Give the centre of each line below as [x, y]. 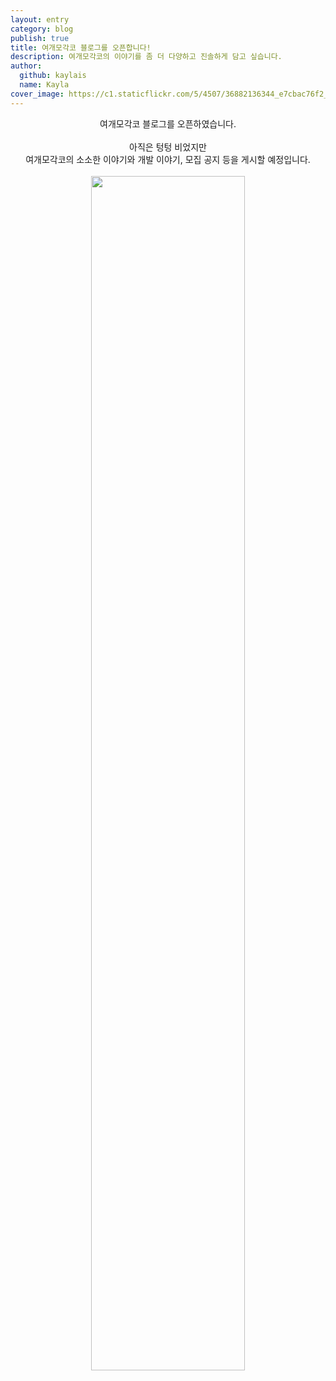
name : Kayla [44, 85]
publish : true [40, 38]
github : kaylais [53, 76]
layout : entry [40, 19]
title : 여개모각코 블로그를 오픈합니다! [81, 47]
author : [26, 66]
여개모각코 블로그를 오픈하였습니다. [168, 123]
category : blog [42, 29]
